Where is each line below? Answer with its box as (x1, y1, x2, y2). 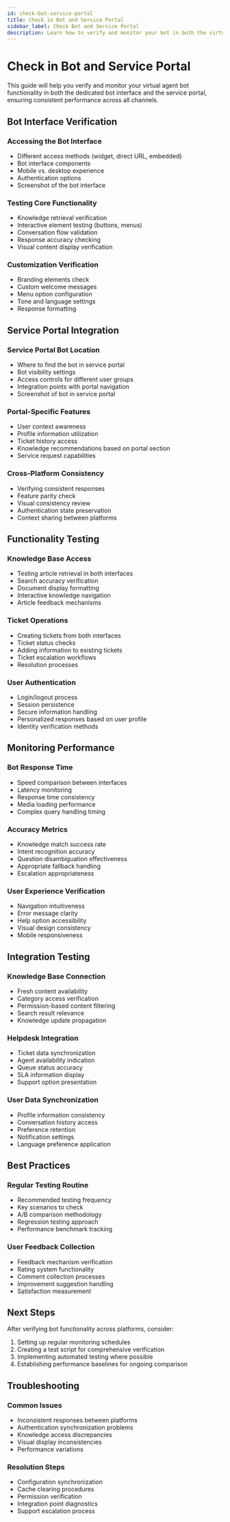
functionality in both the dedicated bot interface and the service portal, (7, 88, 207, 97)
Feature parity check (16, 492, 76, 500)
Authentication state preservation (16, 506, 112, 514)
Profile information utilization (16, 430, 99, 438)
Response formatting (16, 304, 77, 313)
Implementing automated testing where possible (16, 1353, 153, 1361)
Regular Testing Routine (7, 1180, 89, 1189)
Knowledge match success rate (16, 841, 106, 849)
